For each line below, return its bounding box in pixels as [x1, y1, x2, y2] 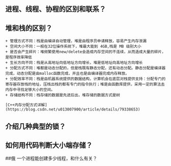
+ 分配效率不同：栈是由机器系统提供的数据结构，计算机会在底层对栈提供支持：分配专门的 [5, 76, 166, 81]
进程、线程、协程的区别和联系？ [5, 5, 106, 14]
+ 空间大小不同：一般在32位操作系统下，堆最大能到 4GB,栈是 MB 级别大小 [5, 44, 142, 49]
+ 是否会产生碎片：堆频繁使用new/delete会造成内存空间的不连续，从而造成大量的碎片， [5, 49, 166, 54]
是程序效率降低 [5, 55, 32, 60]
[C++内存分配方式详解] [5, 102, 47, 108]
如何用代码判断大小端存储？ [5, 141, 93, 149]
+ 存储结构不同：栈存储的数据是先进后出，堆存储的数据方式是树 [5, 93, 120, 98]
